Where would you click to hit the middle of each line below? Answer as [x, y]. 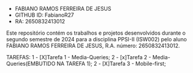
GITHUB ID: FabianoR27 [44, 15]
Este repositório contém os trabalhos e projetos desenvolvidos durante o [96, 33]
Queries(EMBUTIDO [31, 63]
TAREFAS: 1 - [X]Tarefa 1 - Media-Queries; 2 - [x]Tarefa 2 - [79, 57]
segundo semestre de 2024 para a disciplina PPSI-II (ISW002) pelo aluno [96, 39]
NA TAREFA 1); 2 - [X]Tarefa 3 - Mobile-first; [111, 63]
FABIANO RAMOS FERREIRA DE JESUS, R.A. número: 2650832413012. [93, 45]
